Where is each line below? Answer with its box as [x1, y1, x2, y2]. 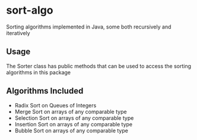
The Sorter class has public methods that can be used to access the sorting [6, 62, 192, 69]
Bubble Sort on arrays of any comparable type [14, 127, 129, 134]
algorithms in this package [6, 69, 71, 76]
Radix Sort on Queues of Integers [14, 101, 97, 109]
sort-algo [6, 4, 53, 17]
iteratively [6, 29, 31, 36]
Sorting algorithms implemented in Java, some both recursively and [6, 23, 171, 30]
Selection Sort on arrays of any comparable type [14, 114, 134, 122]
